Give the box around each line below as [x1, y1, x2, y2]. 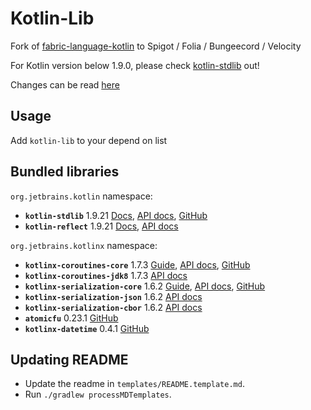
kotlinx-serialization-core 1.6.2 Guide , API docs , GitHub [24, 280, 266, 292]
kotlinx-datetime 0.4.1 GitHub [24, 322, 150, 334]
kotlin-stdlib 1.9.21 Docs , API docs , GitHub [24, 209, 208, 221]
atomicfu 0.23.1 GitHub [24, 312, 119, 324]
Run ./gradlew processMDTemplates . [24, 388, 172, 401]
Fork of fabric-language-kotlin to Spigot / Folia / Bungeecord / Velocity [10, 40, 302, 52]
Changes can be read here [10, 78, 120, 91]
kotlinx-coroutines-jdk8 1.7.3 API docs [24, 269, 188, 281]
